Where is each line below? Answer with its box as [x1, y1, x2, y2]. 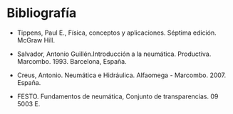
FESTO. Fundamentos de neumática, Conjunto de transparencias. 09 [16, 92, 219, 101]
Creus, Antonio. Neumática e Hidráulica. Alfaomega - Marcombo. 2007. [16, 71, 227, 79]
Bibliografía [6, 5, 77, 21]
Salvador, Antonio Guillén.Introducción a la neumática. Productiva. [16, 50, 212, 58]
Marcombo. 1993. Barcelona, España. [16, 57, 127, 65]
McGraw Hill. [16, 35, 56, 44]
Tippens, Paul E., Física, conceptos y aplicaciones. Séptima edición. [16, 28, 217, 37]
